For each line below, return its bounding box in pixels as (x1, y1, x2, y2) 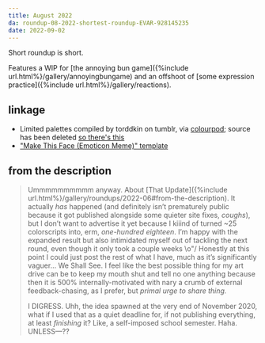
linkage (8, 103, 46, 116)
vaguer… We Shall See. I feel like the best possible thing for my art (27, 261, 244, 270)
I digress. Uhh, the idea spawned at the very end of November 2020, (27, 302, 258, 311)
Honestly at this (199, 244, 250, 253)
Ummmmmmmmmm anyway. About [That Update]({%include (27, 185, 228, 194)
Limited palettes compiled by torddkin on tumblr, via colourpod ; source (19, 124, 251, 134)
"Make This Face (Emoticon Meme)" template (19, 141, 168, 151)
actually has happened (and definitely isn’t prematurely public (27, 202, 229, 211)
